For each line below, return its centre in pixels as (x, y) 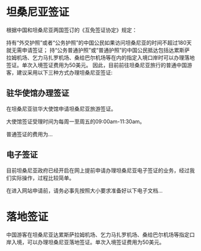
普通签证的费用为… (30, 134)
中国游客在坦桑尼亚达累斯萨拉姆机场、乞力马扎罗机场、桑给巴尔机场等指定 (98, 234)
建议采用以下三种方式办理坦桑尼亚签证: (65, 72)
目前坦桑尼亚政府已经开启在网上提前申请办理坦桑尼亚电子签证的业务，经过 (98, 170)
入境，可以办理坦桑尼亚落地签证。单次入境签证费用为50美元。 (88, 242)
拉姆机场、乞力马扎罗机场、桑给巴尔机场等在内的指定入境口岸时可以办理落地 (100, 57)
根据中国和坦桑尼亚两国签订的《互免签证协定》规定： (72, 30)
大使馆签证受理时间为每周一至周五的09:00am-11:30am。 (76, 121)
